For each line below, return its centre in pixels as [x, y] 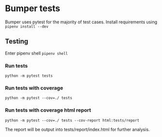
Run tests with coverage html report [48, 110]
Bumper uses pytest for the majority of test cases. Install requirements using [81, 22]
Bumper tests [33, 9]
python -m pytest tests [29, 76]
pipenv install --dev [27, 26]
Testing [17, 42]
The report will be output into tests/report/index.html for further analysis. [77, 129]
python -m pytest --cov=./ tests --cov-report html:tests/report [72, 120]
